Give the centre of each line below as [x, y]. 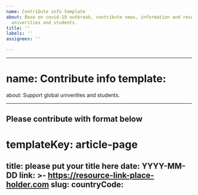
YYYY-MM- [163, 166]
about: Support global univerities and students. [63, 95]
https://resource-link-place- [101, 175]
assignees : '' [24, 39]
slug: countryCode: [87, 184]
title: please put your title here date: [73, 166]
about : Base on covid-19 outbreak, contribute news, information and [93, 17]
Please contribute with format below [74, 119]
